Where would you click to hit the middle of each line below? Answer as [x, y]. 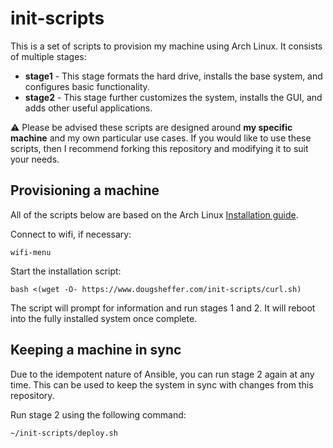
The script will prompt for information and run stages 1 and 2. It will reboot [163, 308]
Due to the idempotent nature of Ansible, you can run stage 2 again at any [162, 374]
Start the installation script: [66, 271]
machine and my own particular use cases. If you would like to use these [161, 138]
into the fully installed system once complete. [104, 318]
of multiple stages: [48, 56]
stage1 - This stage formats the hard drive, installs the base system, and [173, 76]
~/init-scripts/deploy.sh [64, 433]
